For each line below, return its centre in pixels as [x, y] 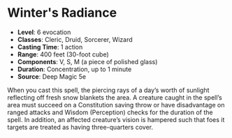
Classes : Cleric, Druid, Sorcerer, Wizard [75, 39]
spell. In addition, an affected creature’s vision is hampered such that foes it [116, 119]
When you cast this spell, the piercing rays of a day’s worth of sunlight [108, 90]
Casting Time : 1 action [50, 47]
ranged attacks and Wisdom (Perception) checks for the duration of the [110, 112]
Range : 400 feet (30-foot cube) [63, 54]
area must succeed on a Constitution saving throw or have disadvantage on [116, 105]
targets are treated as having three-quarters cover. [80, 127]
